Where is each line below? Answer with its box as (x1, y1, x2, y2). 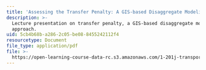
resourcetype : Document (6, 37, 67, 43)
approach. (12, 26, 37, 32)
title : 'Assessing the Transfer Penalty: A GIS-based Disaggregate (6, 9, 183, 15)
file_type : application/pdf (6, 43, 78, 49)
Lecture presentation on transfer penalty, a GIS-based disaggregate (12, 20, 193, 26)
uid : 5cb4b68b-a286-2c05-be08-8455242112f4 (6, 32, 120, 38)
